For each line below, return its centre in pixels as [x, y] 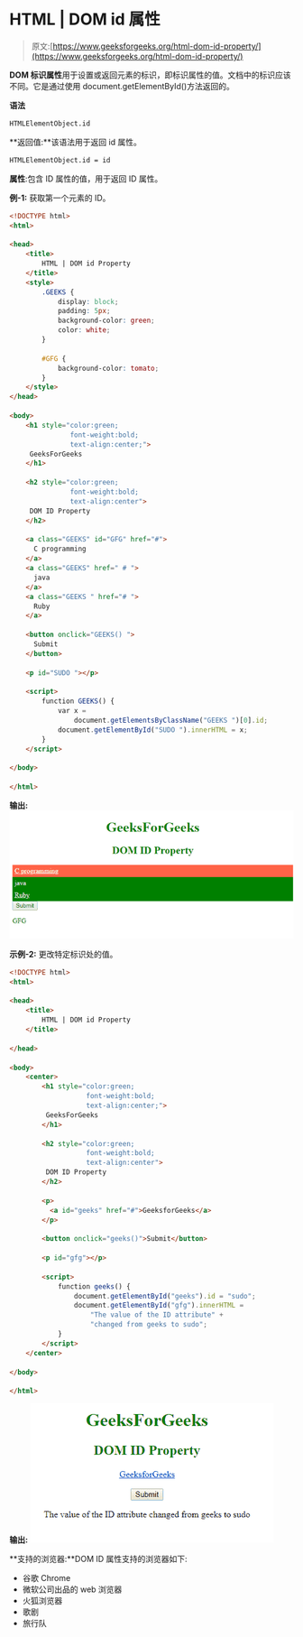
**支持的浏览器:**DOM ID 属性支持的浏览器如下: [98, 1559]
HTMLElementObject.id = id [60, 160]
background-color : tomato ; [108, 368]
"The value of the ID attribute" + [156, 1315]
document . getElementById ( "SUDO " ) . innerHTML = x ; [152, 730]
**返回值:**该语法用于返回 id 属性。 [75, 142]
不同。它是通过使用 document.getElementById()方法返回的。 [122, 86]
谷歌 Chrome [46, 1578]
